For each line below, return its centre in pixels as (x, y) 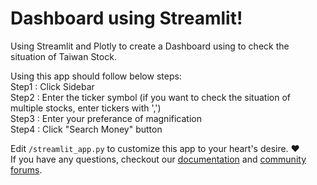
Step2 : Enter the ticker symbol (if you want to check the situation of (150, 97)
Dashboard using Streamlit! (126, 18)
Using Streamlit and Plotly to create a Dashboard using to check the (150, 46)
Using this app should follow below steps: (96, 76)
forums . (26, 169)
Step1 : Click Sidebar (52, 86)
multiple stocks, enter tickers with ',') (86, 108)
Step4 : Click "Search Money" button (86, 129)
